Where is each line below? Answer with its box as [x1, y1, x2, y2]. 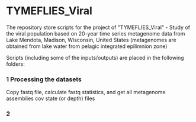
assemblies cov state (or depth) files [6, 95, 95, 102]
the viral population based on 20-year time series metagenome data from [6, 30, 185, 37]
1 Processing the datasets [6, 75, 82, 84]
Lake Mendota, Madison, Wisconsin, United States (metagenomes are [6, 36, 176, 43]
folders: [6, 60, 25, 68]
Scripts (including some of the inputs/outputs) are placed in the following [6, 54, 185, 61]
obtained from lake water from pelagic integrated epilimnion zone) [6, 43, 168, 50]
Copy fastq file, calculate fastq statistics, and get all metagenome [6, 89, 166, 96]
